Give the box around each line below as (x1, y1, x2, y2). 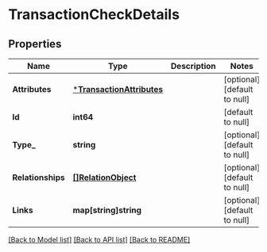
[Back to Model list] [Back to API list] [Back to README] (8, 235, 191, 244)
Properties (8, 37, 62, 51)
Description (170, 61, 216, 71)
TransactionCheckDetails (8, 6, 180, 24)
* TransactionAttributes (72, 84, 164, 94)
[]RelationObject (72, 172, 137, 183)
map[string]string (72, 204, 141, 216)
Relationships (12, 172, 65, 183)
